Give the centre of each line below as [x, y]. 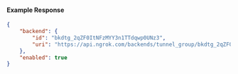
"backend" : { [39, 32]
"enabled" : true [44, 57]
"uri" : [42, 44]
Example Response [36, 10]
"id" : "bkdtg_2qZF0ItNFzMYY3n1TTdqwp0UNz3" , [99, 38]
